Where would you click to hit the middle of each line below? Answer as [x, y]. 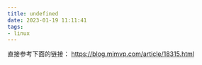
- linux [19, 33]
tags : [15, 27]
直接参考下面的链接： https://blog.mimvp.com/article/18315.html [101, 54]
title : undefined [33, 14]
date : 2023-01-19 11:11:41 [47, 20]
